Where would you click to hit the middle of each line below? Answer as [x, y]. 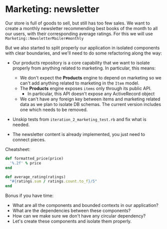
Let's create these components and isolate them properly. [72, 221]
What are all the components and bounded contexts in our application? [85, 205]
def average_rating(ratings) [35, 177]
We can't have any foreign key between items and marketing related [90, 99]
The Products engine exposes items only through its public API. [85, 88]
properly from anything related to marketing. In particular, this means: [84, 68]
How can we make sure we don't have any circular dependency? [79, 216]
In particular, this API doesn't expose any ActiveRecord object [91, 93]
